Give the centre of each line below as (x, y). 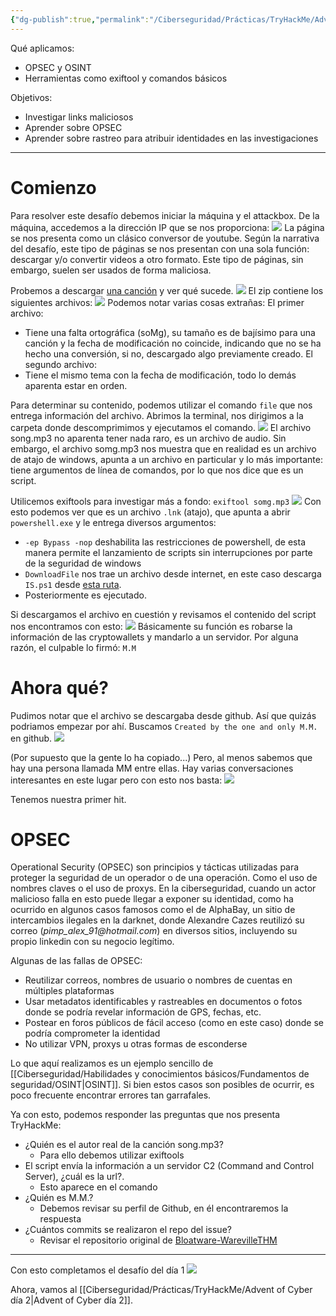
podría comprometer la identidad (92, 1033)
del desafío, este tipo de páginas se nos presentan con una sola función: (160, 248)
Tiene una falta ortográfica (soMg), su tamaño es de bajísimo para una (170, 332)
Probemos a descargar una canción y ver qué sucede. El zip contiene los (167, 290)
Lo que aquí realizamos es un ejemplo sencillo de (112, 1063)
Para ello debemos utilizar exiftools (112, 1155)
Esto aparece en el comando (98, 1187)
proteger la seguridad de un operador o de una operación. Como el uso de (164, 878)
